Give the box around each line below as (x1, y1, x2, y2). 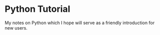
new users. (5, 25, 28, 31)
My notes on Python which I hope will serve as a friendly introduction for (5, 20, 155, 26)
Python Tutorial (5, 3, 71, 15)
